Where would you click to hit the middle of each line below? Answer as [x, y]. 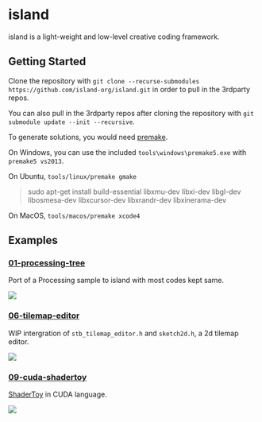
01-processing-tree [47, 263]
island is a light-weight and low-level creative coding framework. [114, 37]
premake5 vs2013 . [36, 161]
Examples [33, 240]
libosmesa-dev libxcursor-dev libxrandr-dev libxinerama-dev [127, 199]
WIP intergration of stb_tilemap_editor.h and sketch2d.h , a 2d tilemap [123, 333]
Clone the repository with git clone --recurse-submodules [104, 80]
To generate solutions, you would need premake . [88, 137]
